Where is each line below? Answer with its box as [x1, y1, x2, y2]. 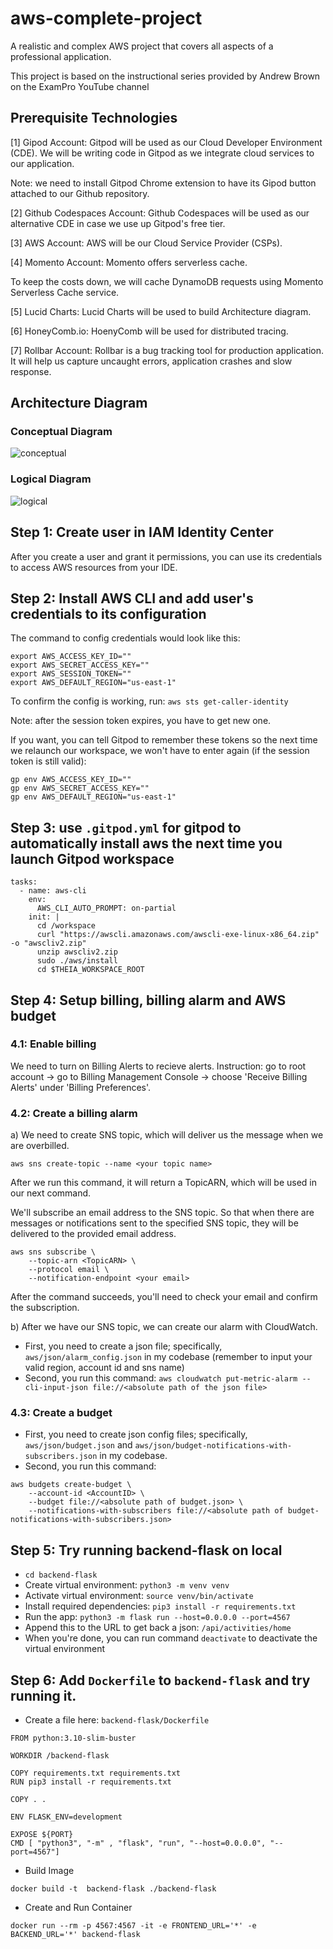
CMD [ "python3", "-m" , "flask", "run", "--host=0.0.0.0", [10, 1838, 267, 1849]
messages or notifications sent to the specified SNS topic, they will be [10, 1217, 299, 1229]
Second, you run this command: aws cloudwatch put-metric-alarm [24, 1372, 298, 1384]
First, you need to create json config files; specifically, [24, 1428, 248, 1441]
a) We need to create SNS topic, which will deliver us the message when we [10, 1129, 324, 1141]
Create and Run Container [24, 1902, 133, 1914]
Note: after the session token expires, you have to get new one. [10, 715, 272, 727]
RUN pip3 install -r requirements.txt [10, 1777, 172, 1787]
